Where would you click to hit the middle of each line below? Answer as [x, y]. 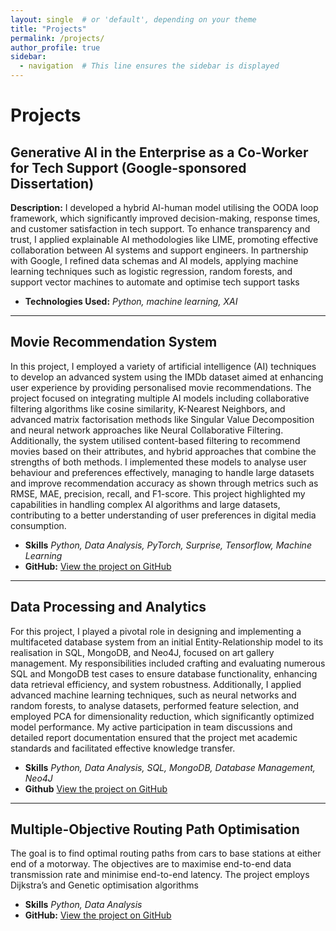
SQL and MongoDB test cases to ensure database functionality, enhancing [164, 673]
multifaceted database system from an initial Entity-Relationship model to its [167, 642]
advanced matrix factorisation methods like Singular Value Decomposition [162, 419]
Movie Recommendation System [114, 342]
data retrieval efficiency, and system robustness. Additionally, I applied [156, 684]
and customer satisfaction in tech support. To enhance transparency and [160, 229]
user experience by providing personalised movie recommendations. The [161, 387]
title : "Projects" [48, 29]
